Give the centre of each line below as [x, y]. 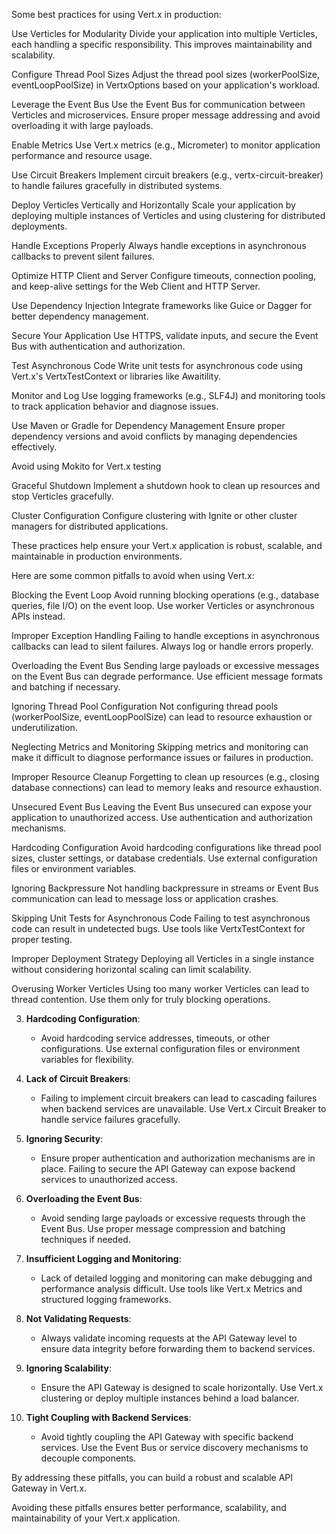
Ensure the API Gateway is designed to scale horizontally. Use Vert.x [182, 1387]
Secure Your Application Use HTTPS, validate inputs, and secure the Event [165, 335]
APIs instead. [38, 616]
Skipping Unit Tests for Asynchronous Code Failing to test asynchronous [161, 918]
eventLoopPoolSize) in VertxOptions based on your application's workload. [166, 85]
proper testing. [42, 939]
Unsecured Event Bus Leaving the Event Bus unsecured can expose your [162, 807]
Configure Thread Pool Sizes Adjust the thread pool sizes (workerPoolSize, [166, 74]
